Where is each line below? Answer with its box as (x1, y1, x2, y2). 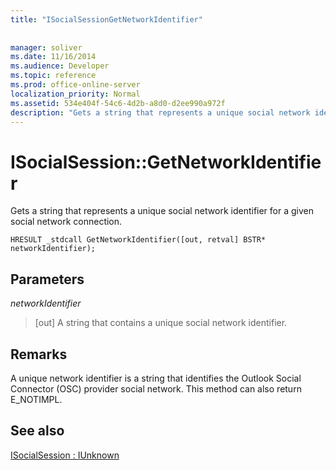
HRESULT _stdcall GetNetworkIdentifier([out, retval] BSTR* (10, 235, 267, 245)
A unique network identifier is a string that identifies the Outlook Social (10, 372, 302, 384)
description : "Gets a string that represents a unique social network (10, 107, 311, 118)
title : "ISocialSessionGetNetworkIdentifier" (10, 14, 203, 25)
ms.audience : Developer (10, 61, 110, 71)
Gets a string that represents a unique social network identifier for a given (10, 205, 315, 217)
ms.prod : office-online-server (10, 80, 141, 90)
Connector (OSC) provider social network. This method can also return (10, 382, 302, 395)
